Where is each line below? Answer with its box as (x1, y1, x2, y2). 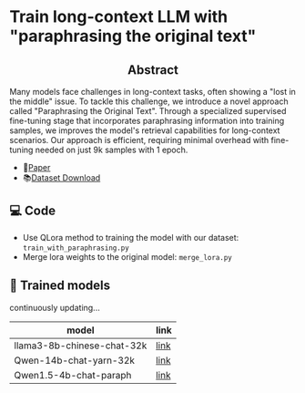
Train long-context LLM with (9, 6, 229, 27)
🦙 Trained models (9, 278, 111, 294)
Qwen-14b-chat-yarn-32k (14, 354, 135, 367)
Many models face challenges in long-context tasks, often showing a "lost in (9, 87, 296, 97)
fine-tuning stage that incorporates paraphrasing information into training (9, 116, 285, 126)
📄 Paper (22, 162, 51, 172)
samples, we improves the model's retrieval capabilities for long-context (9, 125, 280, 136)
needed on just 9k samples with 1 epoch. (35, 144, 188, 155)
